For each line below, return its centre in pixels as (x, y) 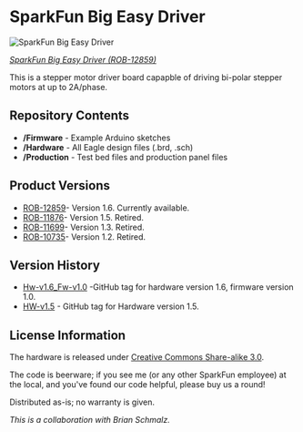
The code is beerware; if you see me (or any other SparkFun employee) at (148, 375)
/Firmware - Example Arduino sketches (96, 138)
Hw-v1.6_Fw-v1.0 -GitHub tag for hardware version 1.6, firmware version (158, 287)
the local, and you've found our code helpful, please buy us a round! (137, 385)
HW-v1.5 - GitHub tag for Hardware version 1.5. (111, 306)
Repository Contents (70, 116)
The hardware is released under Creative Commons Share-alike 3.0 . (137, 357)
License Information (67, 335)
